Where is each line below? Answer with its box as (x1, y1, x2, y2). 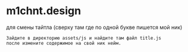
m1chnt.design (6, 4, 82, 18)
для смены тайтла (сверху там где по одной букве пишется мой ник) (6, 24, 183, 31)
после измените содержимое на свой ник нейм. (6, 40, 121, 46)
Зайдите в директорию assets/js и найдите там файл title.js (6, 35, 162, 41)
